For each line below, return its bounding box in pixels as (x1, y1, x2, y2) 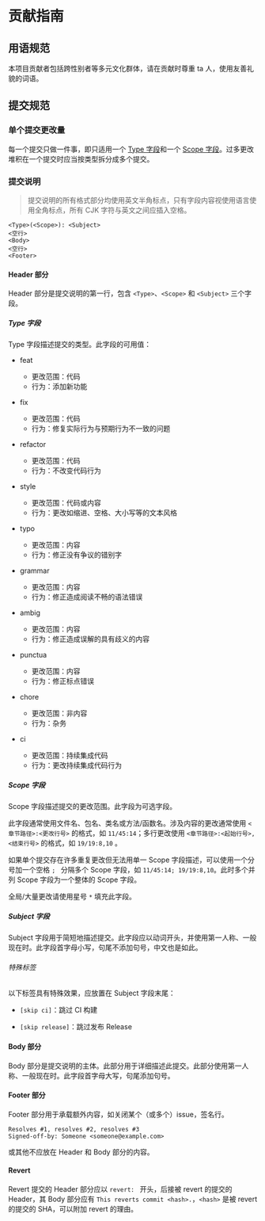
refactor (19, 440, 46, 449)
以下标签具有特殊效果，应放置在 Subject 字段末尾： (8, 988, 176, 998)
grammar (19, 566, 50, 575)
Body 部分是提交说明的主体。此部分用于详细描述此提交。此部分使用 (8, 1061, 228, 1070)
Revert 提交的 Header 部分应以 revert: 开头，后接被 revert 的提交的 (8, 1184, 233, 1193)
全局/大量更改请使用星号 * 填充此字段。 (8, 892, 137, 902)
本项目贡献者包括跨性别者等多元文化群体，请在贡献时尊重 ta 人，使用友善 (8, 64, 248, 73)
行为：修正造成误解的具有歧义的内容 (31, 635, 150, 644)
